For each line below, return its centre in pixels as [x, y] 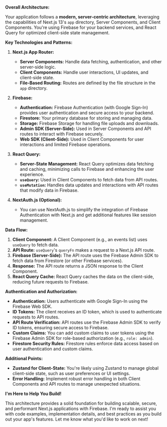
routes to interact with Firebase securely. [62, 134]
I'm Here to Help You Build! [33, 394]
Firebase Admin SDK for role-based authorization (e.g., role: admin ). [83, 338]
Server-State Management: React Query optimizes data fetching [87, 164]
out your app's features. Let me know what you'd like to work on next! [77, 419]
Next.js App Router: [33, 52]
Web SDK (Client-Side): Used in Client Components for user [82, 139]
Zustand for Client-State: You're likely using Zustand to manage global [85, 368]
